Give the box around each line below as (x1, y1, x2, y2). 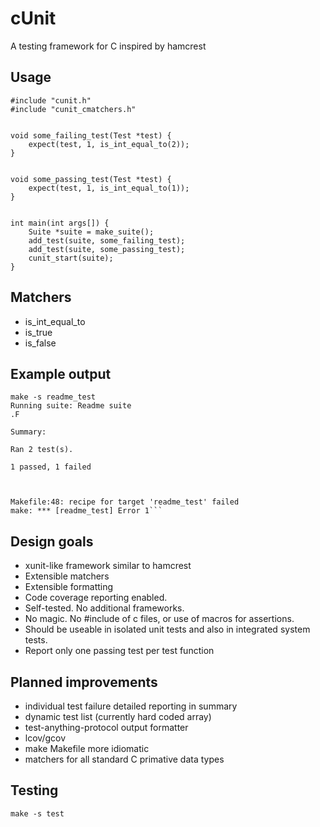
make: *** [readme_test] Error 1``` (10, 506, 163, 516)
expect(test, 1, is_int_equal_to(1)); (28, 183, 190, 193)
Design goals (10, 533, 94, 550)
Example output (10, 365, 112, 382)
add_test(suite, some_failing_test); (28, 235, 186, 246)
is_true (24, 326, 53, 338)
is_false (24, 337, 57, 349)
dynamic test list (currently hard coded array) (24, 711, 212, 722)
